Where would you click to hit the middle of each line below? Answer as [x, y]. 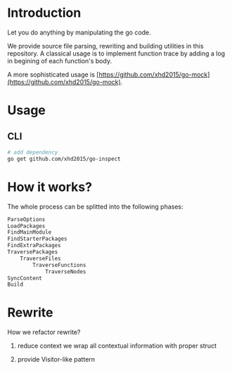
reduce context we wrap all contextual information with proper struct [117, 346]
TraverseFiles [40, 258]
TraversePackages [33, 252]
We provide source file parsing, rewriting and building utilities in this [105, 46]
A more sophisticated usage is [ [53, 74]
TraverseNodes [65, 272]
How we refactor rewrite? [44, 332]
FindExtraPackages [34, 246]
